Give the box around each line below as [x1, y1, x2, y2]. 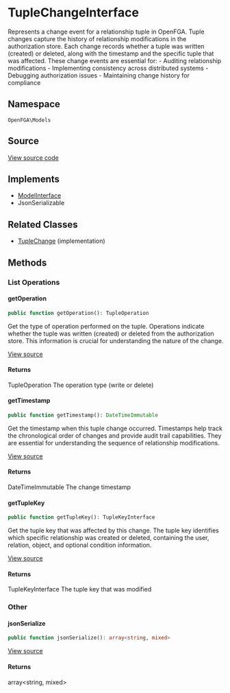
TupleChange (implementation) [17, 237, 105, 245]
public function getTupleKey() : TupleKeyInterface [8, 514, 155, 521]
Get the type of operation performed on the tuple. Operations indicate [8, 322, 205, 330]
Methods [8, 257, 47, 268]
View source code [8, 153, 59, 162]
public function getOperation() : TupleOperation [8, 309, 149, 316]
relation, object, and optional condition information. [8, 541, 152, 550]
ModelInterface [17, 191, 62, 200]
